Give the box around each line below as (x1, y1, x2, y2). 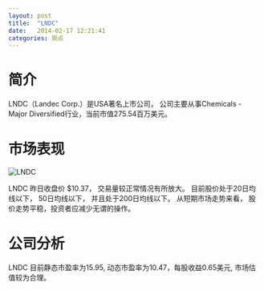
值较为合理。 (8, 273, 51, 283)
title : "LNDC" (8, 19, 59, 27)
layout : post (8, 11, 52, 20)
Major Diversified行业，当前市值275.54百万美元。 (8, 109, 173, 119)
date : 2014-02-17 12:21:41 (8, 26, 106, 34)
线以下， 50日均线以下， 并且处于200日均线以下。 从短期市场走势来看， (8, 194, 247, 203)
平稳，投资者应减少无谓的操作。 (29, 203, 135, 213)
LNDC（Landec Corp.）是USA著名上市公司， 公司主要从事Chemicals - (8, 99, 242, 109)
